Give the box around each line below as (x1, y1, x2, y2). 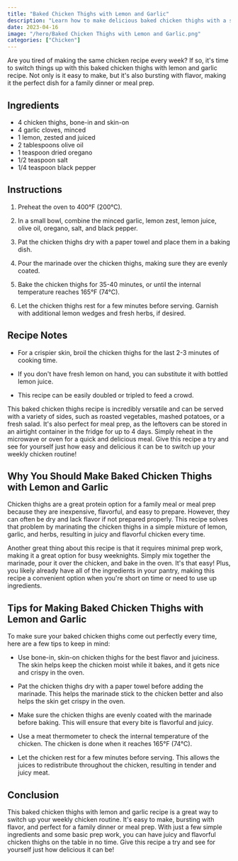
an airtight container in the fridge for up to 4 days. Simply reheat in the (7, 427, 213, 436)
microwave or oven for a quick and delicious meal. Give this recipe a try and (7, 434, 229, 443)
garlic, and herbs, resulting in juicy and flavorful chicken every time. (7, 530, 205, 539)
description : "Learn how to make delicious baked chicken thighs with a (7, 17, 227, 24)
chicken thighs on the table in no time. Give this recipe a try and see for (7, 838, 216, 846)
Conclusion (7, 789, 59, 801)
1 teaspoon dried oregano (17, 148, 93, 157)
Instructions (7, 184, 62, 196)
